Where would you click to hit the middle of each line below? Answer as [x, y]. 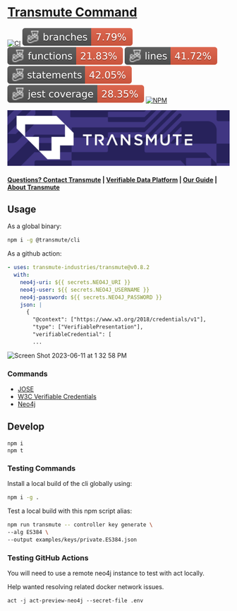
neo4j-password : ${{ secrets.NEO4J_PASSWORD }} [91, 297]
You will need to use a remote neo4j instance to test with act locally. [106, 574]
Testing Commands [42, 468]
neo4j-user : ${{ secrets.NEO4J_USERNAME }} [85, 290]
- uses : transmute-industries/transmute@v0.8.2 [79, 268]
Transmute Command [72, 12]
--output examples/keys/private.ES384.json [72, 540]
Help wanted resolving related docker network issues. [86, 587]
